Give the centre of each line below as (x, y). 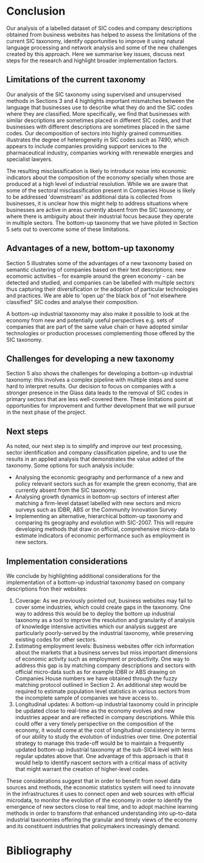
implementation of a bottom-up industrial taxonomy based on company (96, 582)
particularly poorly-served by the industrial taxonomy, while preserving (104, 633)
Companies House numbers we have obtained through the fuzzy (96, 678)
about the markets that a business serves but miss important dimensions (106, 652)
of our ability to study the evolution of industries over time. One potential (106, 737)
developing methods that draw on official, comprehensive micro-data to (105, 529)
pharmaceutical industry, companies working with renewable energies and (100, 152)
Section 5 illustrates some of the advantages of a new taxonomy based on (100, 263)
